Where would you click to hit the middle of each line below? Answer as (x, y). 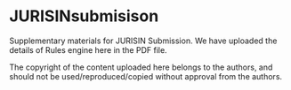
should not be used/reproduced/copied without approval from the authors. (146, 76)
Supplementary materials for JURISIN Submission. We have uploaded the (143, 41)
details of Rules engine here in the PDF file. (88, 49)
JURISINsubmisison (84, 16)
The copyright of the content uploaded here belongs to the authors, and (141, 67)
